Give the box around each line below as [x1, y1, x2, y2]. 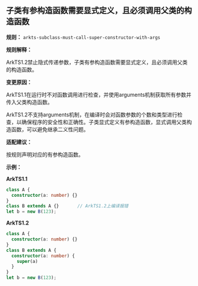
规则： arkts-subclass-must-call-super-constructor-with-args [6, 33, 161, 40]
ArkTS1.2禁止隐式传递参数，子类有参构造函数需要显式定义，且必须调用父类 [6, 58, 188, 66]
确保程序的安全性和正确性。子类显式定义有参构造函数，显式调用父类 [21, 118, 187, 125]
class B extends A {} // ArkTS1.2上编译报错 [6, 203, 128, 209]
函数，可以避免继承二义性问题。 [11, 126, 89, 133]
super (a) [16, 258, 38, 264]
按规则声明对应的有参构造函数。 [6, 151, 84, 158]
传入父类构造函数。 [6, 98, 53, 105]
